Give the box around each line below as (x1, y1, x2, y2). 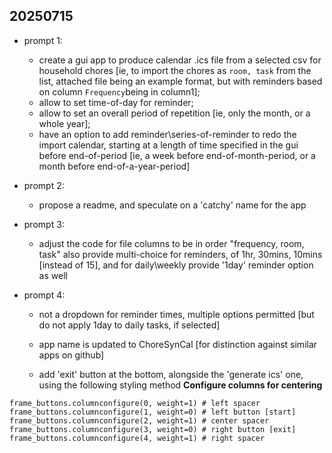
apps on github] (38, 349, 105, 361)
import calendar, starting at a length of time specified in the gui (38, 139, 299, 151)
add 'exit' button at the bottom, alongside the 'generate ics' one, (38, 368, 304, 380)
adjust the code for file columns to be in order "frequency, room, (38, 237, 305, 249)
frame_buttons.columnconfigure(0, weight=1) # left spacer (9, 398, 261, 408)
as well (38, 269, 68, 281)
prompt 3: (23, 218, 65, 230)
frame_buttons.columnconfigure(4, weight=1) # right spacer (9, 433, 266, 443)
